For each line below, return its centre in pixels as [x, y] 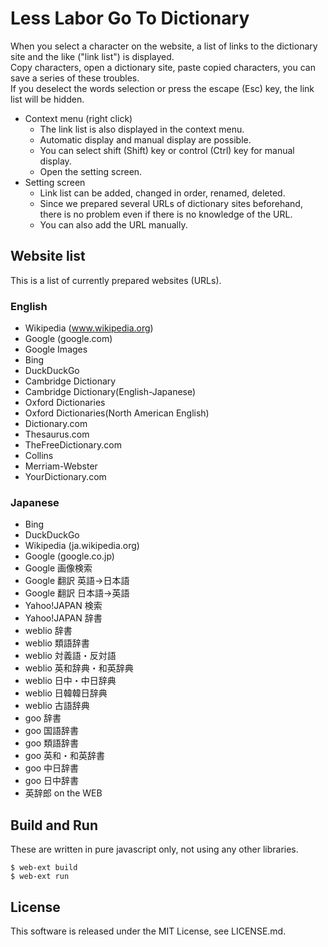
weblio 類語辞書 [57, 643]
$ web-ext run [40, 877]
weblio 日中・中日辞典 [70, 681]
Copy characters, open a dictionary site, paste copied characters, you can [163, 67]
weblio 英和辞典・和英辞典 [79, 668]
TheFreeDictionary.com [73, 445]
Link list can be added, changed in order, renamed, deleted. [162, 193]
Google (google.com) [68, 339]
